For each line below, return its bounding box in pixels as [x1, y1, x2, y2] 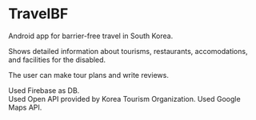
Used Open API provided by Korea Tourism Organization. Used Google [8, 94, 242, 103]
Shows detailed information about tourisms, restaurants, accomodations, [8, 46, 248, 56]
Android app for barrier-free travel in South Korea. [8, 31, 174, 41]
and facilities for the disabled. [8, 55, 106, 64]
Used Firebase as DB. [8, 85, 80, 95]
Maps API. [8, 103, 42, 112]
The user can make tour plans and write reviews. [8, 70, 170, 79]
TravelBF [8, 5, 69, 23]
